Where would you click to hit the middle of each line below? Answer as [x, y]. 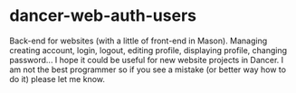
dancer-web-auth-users [103, 16]
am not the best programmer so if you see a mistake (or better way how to [148, 70]
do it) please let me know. [57, 79]
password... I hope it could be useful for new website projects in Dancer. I [147, 60]
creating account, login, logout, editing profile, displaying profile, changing [148, 50]
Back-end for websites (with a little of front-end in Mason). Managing [138, 41]
